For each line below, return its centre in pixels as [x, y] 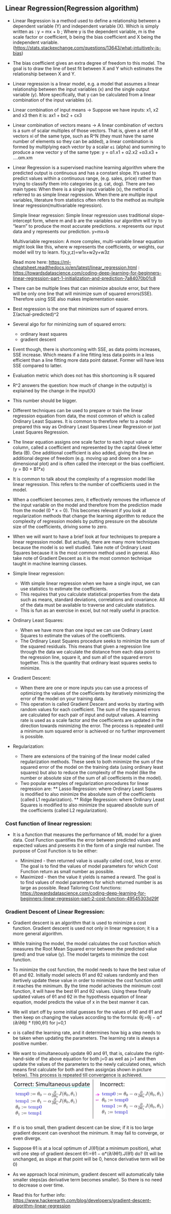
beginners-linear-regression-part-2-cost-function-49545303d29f [89, 899]
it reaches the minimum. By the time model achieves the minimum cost [87, 986]
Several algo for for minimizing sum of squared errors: [69, 324]
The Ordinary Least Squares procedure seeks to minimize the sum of [93, 641]
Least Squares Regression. [41, 432]
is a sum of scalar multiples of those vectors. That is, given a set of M [85, 130]
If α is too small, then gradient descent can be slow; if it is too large [83, 1127]
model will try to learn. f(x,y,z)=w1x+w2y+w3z [61, 252]
